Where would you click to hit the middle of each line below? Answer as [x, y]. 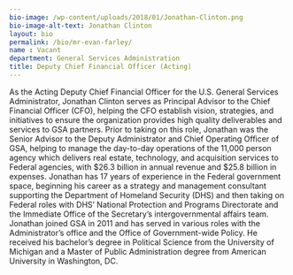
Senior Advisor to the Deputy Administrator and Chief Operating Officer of [144, 139]
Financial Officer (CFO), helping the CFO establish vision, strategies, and [142, 111]
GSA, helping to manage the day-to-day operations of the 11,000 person [140, 148]
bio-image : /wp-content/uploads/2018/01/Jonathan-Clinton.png [126, 17]
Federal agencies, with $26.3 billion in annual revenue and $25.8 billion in [143, 167]
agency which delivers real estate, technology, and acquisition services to [144, 157]
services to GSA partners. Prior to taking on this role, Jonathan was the [139, 129]
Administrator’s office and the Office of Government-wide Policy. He [134, 233]
